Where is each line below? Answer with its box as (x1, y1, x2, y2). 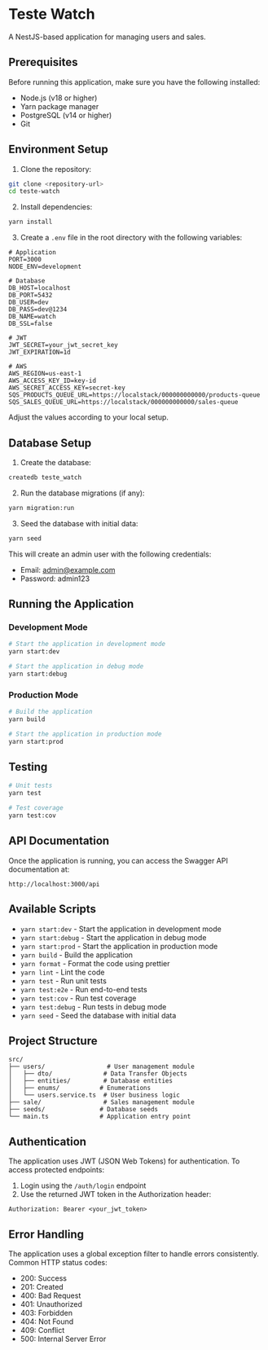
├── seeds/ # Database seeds (8, 1106, 159, 1114)
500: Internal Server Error (20, 1334, 107, 1343)
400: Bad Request (20, 1291, 81, 1300)
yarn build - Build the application (20, 950, 133, 960)
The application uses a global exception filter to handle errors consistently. (8, 1248, 259, 1259)
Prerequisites (8, 55, 78, 69)
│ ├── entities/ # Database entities (8, 1077, 174, 1085)
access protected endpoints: (8, 1165, 104, 1175)
